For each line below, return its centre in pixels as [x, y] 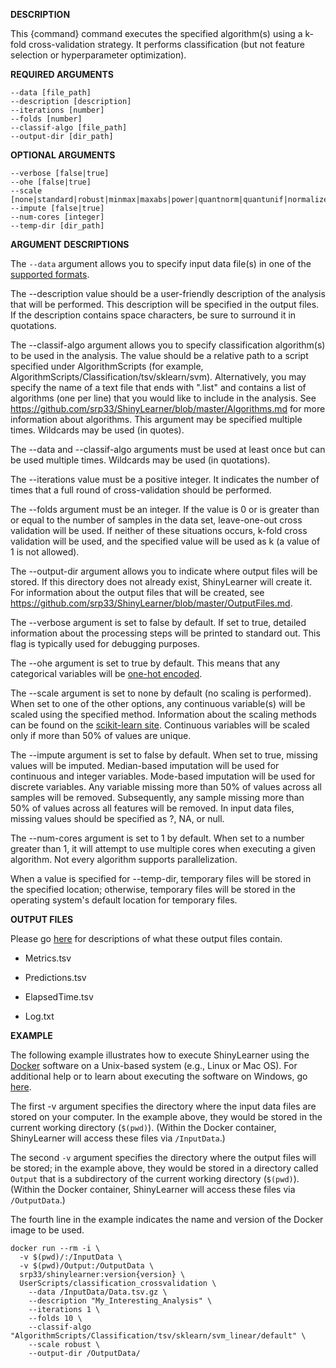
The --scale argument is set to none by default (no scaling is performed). [161, 693]
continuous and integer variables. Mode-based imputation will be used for [163, 776]
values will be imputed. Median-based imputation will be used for [145, 765]
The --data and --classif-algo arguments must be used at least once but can [168, 449]
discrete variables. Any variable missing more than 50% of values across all [166, 787]
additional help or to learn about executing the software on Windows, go [159, 1076]
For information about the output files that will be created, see [137, 592]
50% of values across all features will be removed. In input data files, [152, 808]
